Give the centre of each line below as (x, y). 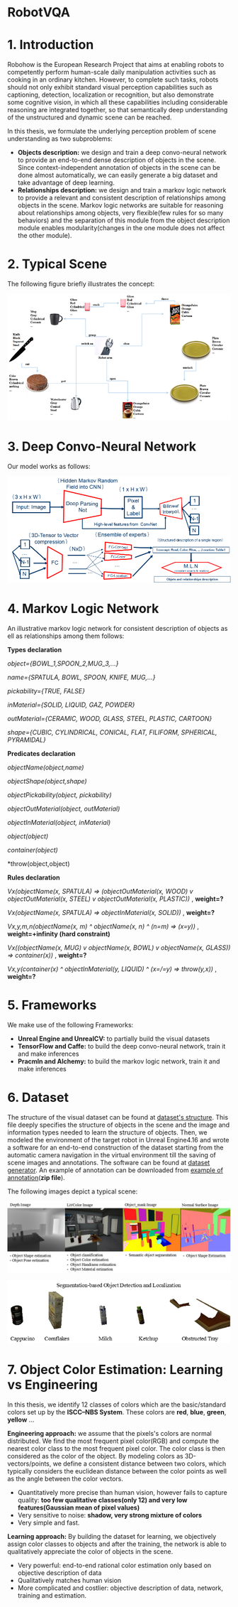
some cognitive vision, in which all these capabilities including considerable (118, 102)
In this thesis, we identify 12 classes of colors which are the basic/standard (117, 1405)
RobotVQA (39, 12)
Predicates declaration (41, 753)
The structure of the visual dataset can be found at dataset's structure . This (118, 1117)
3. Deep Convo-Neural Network (102, 447)
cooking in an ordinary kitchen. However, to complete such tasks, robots (113, 80)
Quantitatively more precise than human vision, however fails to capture (123, 1493)
